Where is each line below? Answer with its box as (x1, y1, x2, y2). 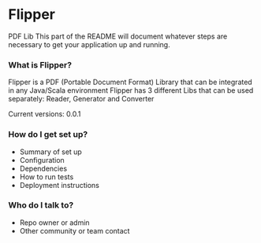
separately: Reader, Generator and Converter (8, 94, 155, 104)
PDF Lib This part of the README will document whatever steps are (8, 31, 228, 41)
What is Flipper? (8, 59, 73, 70)
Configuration (19, 155, 65, 164)
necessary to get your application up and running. (8, 39, 171, 49)
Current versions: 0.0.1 (8, 109, 81, 119)
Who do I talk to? (8, 200, 74, 211)
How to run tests (19, 171, 74, 182)
